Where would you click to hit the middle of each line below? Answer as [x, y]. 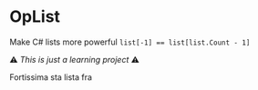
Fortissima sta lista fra [51, 77]
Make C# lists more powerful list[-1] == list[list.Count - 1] [130, 42]
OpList [35, 17]
